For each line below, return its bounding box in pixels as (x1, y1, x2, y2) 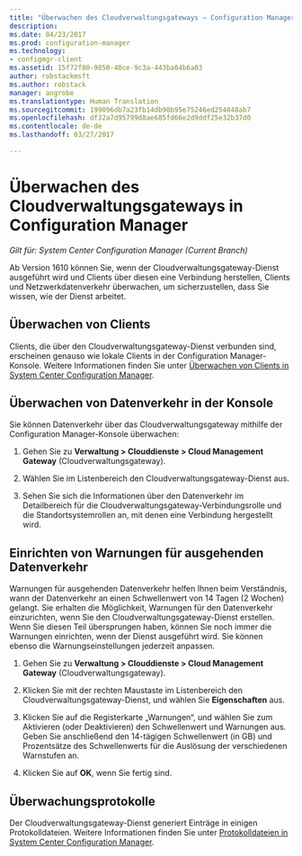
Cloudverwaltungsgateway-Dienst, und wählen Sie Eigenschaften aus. (22, 694, 286, 706)
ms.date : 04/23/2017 (9, 30, 87, 39)
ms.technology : (9, 47, 67, 56)
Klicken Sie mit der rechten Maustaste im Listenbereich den (22, 685, 243, 696)
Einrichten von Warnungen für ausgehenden (9, 545, 264, 560)
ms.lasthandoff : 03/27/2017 (9, 130, 115, 139)
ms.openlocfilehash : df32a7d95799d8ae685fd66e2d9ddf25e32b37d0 (9, 113, 252, 122)
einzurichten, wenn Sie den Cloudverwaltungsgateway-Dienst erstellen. (9, 612, 275, 623)
